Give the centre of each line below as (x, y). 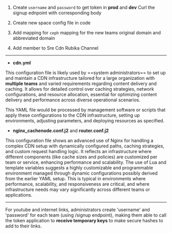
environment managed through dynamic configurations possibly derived (81, 173)
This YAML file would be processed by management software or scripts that (85, 110)
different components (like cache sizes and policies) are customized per (81, 157)
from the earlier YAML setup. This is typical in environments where (76, 178)
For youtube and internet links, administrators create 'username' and (78, 210)
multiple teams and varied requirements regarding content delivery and (81, 83)
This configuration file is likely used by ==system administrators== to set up (86, 73)
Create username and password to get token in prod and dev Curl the (84, 7)
